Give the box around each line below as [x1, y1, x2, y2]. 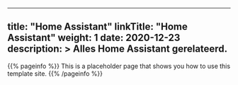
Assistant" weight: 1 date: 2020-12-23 [7, 32, 181, 44]
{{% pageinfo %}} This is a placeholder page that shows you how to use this [7, 62, 231, 70]
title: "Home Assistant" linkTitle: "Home [7, 21, 188, 33]
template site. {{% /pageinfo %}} [7, 69, 103, 78]
